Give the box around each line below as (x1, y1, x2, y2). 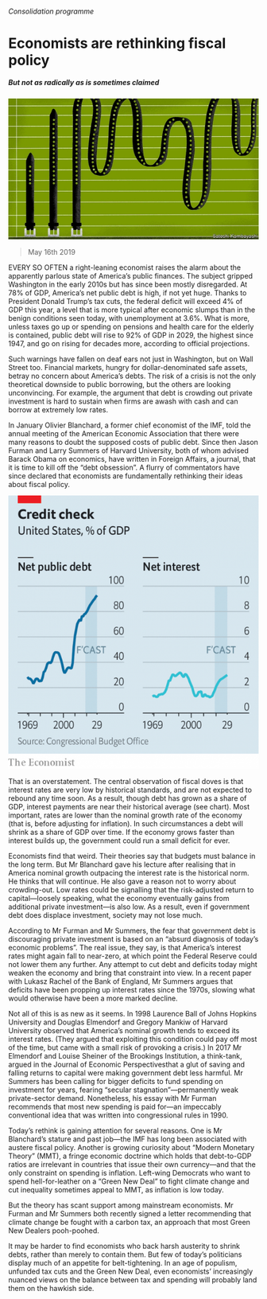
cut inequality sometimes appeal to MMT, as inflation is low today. (8, 1185, 224, 1195)
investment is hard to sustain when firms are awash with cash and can (8, 396, 238, 406)
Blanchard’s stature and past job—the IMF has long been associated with (8, 1134, 247, 1144)
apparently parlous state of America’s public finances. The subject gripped (8, 271, 253, 281)
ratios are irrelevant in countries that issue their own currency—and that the (8, 1160, 256, 1169)
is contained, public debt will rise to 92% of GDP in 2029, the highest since (8, 330, 254, 340)
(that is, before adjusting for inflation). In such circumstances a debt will (8, 819, 244, 829)
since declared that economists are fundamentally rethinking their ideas (8, 471, 243, 481)
